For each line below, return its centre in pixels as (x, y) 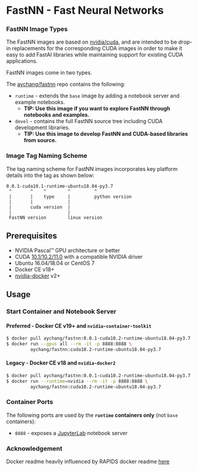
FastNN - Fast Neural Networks (85, 10)
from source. (40, 140)
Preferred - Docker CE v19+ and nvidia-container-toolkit (79, 326)
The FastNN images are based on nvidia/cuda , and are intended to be (92, 42)
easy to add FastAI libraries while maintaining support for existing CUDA (95, 55)
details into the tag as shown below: (50, 175)
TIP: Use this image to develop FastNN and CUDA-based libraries (106, 134)
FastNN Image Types (37, 29)
